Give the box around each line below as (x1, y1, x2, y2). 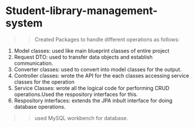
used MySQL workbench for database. (34, 114, 129, 121)
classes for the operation (14, 78, 75, 85)
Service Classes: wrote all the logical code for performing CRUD (14, 84, 170, 91)
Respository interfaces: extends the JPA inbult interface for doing (14, 97, 173, 104)
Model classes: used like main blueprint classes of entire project (14, 47, 170, 54)
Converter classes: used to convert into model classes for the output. (14, 66, 182, 73)
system (5, 16, 43, 30)
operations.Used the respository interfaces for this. (14, 91, 139, 98)
